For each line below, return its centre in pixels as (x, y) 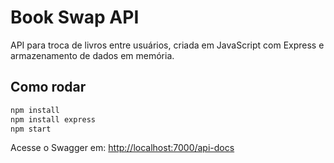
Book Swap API (75, 17)
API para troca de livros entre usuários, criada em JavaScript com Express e (167, 45)
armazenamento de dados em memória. (92, 55)
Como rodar (48, 87)
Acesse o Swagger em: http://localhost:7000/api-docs (122, 148)
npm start (31, 129)
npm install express (53, 119)
